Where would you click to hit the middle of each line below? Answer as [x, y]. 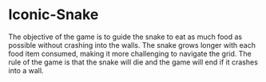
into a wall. [26, 70]
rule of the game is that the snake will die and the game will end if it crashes [133, 62]
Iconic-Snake [54, 15]
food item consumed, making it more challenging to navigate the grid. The [130, 53]
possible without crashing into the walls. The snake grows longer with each [132, 45]
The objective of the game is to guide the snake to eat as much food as [125, 37]
